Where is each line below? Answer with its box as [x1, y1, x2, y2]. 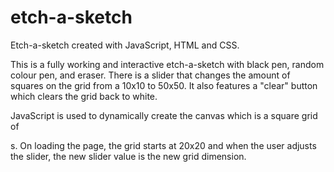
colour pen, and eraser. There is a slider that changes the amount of [10, 69, 291, 81]
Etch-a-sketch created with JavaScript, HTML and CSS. [10, 39, 240, 51]
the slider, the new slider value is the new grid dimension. [10, 150, 247, 162]
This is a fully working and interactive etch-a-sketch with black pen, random [10, 58, 325, 70]
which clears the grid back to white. [10, 90, 158, 102]
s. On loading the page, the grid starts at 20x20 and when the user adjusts [10, 139, 317, 151]
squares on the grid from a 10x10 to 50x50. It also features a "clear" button [10, 79, 318, 91]
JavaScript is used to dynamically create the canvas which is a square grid [10, 109, 318, 121]
